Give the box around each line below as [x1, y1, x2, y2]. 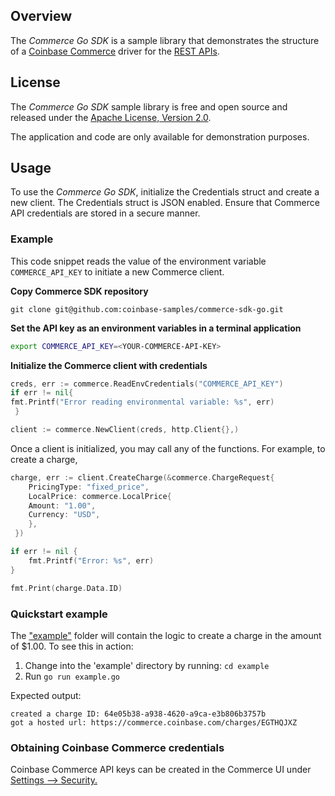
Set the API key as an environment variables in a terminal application [10, 322, 302, 334]
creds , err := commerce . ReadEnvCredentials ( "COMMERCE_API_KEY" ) [10, 379, 284, 389]
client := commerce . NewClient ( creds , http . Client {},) [10, 425, 240, 435]
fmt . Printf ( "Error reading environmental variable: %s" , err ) [10, 397, 275, 408]
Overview [10, 8, 73, 25]
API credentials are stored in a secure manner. [10, 207, 201, 219]
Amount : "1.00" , [28, 500, 97, 511]
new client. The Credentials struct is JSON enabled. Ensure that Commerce [10, 197, 320, 209]
